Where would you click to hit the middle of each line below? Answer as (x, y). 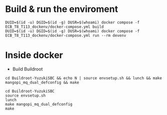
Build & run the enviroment (62, 9)
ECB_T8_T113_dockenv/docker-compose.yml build (54, 27)
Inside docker (34, 55)
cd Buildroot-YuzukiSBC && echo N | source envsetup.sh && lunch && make (84, 78)
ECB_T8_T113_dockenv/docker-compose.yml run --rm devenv (66, 35)
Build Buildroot (27, 69)
